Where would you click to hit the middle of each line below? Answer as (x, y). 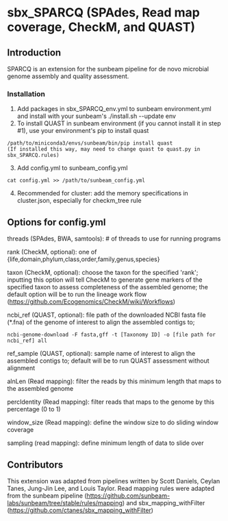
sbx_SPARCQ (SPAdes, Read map (103, 13)
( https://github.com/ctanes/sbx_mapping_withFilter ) (80, 510)
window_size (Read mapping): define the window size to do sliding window (113, 422)
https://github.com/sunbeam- (128, 496)
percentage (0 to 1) (34, 409)
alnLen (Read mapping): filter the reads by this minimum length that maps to (114, 381)
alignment (21, 368)
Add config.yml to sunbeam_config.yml (72, 168)
